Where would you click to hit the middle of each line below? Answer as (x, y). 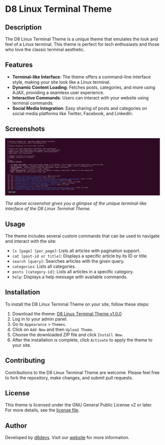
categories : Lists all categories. (44, 266)
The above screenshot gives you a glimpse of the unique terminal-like (76, 203)
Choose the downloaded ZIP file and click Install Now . (68, 334)
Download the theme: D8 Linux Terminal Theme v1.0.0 (67, 314)
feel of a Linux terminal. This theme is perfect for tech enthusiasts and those (82, 44)
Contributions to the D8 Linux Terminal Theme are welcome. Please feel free (82, 372)
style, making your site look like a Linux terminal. (61, 82)
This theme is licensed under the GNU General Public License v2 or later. (79, 405)
